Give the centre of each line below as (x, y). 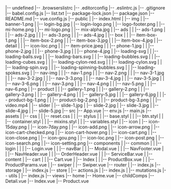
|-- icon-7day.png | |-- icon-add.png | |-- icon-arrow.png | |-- (95, 127)
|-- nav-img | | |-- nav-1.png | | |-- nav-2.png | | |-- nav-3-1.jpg (99, 73)
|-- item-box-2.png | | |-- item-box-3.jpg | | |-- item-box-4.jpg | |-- (93, 40)
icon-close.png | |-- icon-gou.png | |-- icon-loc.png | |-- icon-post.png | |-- (85, 138)
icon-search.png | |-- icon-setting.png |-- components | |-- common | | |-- (83, 143)
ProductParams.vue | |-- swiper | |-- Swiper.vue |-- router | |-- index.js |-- (83, 165)
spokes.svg (17, 73)
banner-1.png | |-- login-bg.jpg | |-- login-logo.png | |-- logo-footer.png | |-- (85, 24)
